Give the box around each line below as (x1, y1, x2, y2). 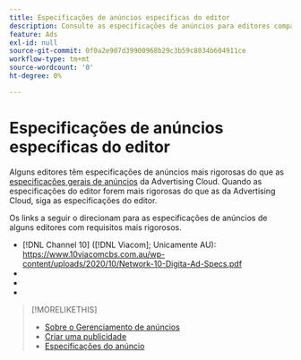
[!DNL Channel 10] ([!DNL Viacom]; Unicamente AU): (21, 239, 217, 250)
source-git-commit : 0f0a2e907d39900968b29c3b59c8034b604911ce (9, 47, 246, 56)
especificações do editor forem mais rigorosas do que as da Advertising (9, 185, 276, 196)
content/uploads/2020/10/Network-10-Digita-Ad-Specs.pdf (21, 258, 243, 269)
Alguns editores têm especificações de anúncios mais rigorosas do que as (9, 167, 285, 177)
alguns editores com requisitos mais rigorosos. (9, 221, 182, 233)
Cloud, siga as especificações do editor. (9, 194, 158, 206)
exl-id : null (9, 38, 58, 47)
